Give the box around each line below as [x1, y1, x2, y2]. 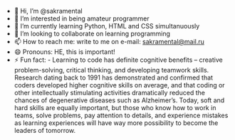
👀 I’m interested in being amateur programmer [14, 14, 150, 23]
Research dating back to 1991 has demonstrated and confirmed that [14, 73, 214, 82]
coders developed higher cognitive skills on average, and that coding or [14, 81, 226, 89]
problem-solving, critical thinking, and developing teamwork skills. [14, 66, 209, 74]
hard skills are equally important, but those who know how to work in [14, 104, 216, 112]
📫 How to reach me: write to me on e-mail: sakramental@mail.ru [14, 38, 205, 45]
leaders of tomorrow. [14, 126, 76, 134]
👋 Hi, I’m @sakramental [14, 7, 83, 15]
